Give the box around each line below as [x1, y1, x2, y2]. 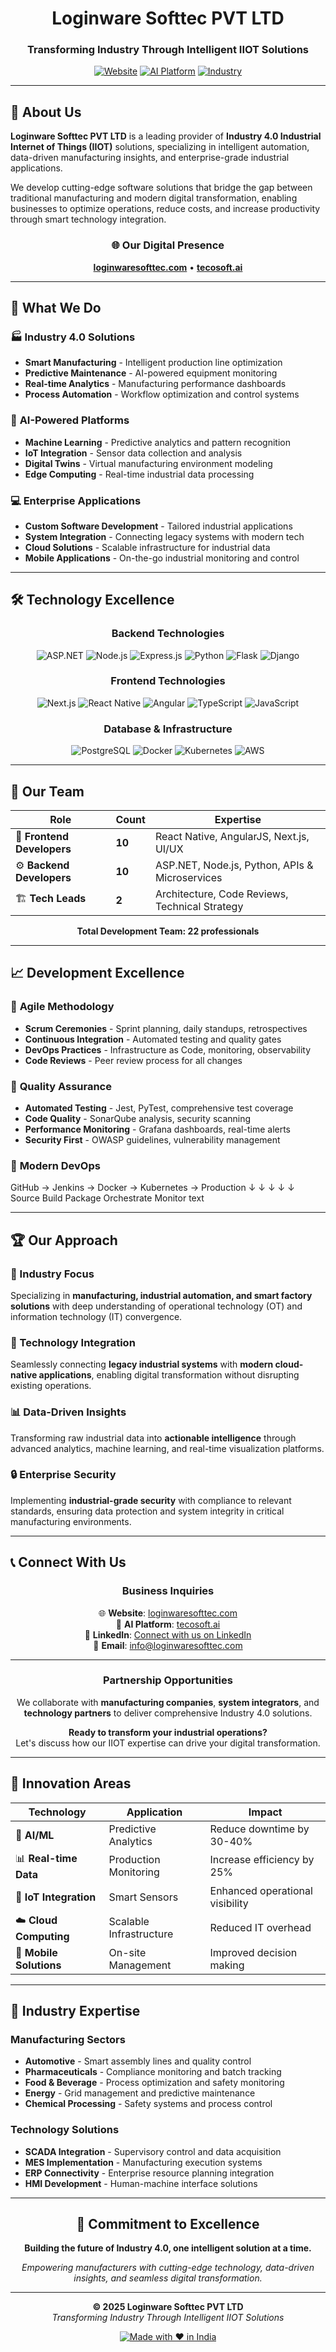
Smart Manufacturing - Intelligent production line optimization [24, 357, 283, 369]
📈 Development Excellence [10, 965, 185, 982]
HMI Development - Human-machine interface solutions [24, 2177, 258, 2189]
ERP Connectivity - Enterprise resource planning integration [24, 2167, 275, 2179]
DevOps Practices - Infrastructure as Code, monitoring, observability [24, 1043, 312, 1056]
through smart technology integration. [10, 213, 167, 226]
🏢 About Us [10, 103, 82, 121]
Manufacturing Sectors [10, 2032, 126, 2046]
